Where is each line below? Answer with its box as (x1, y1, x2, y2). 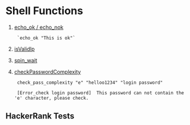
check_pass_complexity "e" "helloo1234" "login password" (17, 80, 163, 85)
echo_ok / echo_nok (14, 24, 64, 31)
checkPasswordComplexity (14, 68, 81, 75)
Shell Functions (5, 4, 83, 18)
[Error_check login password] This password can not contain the (17, 90, 184, 96)
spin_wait (14, 57, 38, 64)
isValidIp (14, 45, 35, 52)
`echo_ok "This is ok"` (17, 35, 76, 41)
